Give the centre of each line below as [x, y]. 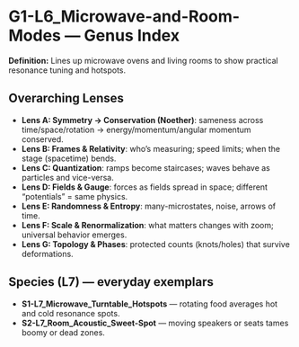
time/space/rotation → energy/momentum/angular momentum [136, 129]
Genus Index [132, 36]
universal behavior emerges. [74, 235]
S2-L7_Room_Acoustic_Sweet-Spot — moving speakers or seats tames [155, 323]
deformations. [47, 254]
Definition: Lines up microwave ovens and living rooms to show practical [144, 60]
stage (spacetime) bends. [69, 158]
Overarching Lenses [66, 98]
